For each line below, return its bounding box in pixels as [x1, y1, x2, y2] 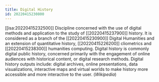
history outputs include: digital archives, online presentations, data [5, 61, 138, 67]
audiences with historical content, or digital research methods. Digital [5, 56, 144, 62]
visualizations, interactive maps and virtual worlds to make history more [5, 66, 148, 72]
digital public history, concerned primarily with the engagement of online [5, 50, 150, 56]
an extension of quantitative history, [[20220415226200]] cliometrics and [5, 40, 152, 46]
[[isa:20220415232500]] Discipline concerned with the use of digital [5, 25, 142, 31]
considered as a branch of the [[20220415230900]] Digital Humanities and [5, 35, 155, 41]
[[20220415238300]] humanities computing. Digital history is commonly [5, 46, 149, 51]
